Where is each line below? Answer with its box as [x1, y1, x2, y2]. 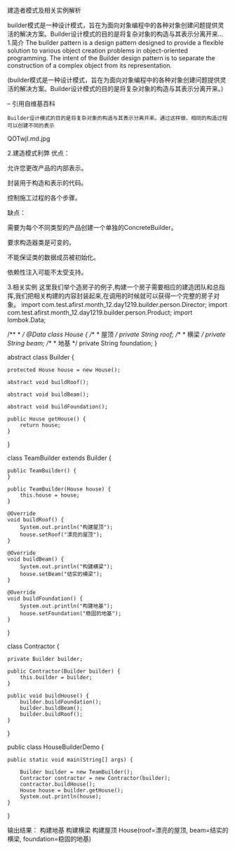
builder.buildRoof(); [20, 711, 83, 718]
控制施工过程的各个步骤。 [7, 193, 81, 202]
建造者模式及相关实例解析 [7, 6, 81, 14]
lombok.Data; [7, 316, 46, 324]
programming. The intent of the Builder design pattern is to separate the [7, 54, 215, 62]
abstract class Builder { [7, 353, 75, 361]
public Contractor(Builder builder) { [7, 668, 121, 675]
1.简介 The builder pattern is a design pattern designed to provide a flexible [7, 39, 224, 47]
